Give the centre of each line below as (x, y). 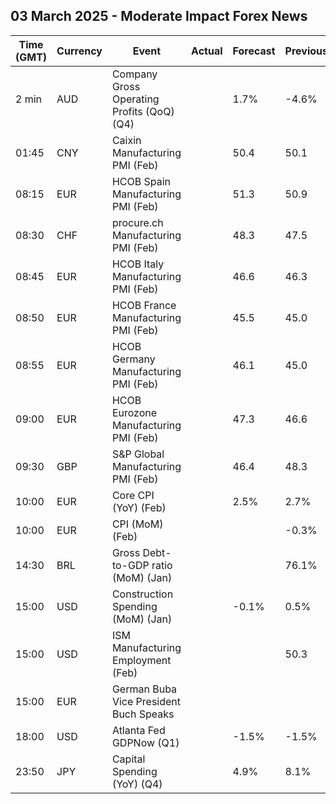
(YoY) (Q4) (137, 784)
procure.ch (137, 222)
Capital (128, 759)
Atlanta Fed (138, 730)
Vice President (146, 701)
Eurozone (134, 412)
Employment (141, 660)
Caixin (126, 140)
